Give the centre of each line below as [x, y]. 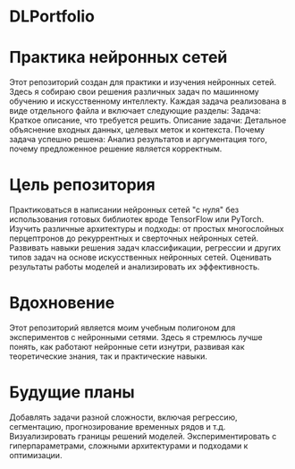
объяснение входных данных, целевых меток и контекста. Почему [137, 130]
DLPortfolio [52, 17]
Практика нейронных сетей [118, 58]
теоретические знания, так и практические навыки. [109, 356]
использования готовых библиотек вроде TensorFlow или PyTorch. [137, 219]
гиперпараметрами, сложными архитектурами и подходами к [129, 446]
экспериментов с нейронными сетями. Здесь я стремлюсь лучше [136, 337]
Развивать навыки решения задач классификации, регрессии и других [145, 248]
